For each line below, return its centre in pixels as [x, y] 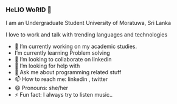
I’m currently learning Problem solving [62, 53]
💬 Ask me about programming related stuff [68, 72]
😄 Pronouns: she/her [41, 88]
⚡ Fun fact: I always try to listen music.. [64, 95]
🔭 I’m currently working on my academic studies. [76, 47]
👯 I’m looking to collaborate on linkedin [63, 60]
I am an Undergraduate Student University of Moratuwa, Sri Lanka [88, 23]
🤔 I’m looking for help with [47, 66]
